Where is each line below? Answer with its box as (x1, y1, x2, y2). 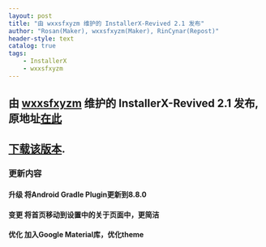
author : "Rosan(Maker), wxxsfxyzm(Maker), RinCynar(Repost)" (8, 27, 220, 35)
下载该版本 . (8, 142, 66, 155)
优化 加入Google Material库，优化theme (8, 230, 144, 240)
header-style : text (8, 34, 75, 43)
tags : (8, 49, 27, 57)
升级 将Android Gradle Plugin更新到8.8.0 (8, 190, 148, 199)
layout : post (8, 11, 53, 20)
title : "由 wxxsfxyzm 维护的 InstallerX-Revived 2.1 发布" (8, 19, 205, 28)
